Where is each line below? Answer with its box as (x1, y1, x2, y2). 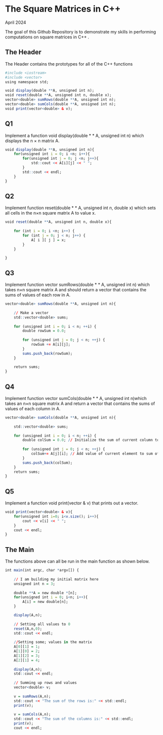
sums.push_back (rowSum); (22, 351, 73, 356)
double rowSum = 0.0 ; (22, 329, 66, 334)
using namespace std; (5, 79, 49, 84)
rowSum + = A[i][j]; (31, 342, 70, 347)
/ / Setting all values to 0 (14, 621, 70, 627)
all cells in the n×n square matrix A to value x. (5, 210, 96, 216)
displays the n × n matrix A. (5, 137, 60, 144)
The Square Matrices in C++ (5, 3, 121, 15)
